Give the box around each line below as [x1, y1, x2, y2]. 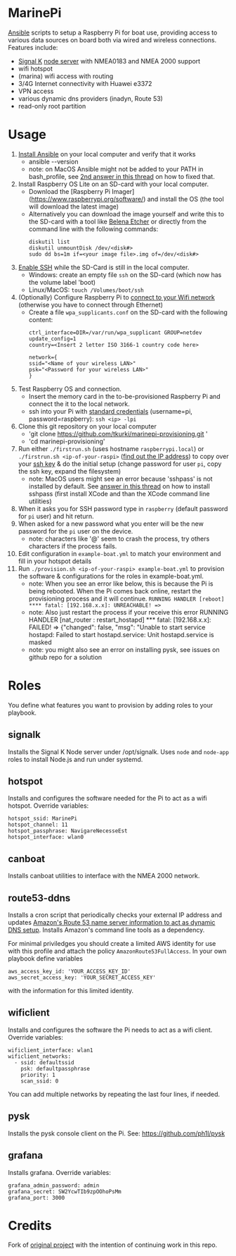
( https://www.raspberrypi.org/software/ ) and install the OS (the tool [28, 195, 224, 203]
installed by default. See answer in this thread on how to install [28, 481, 210, 491]
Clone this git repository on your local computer [18, 421, 157, 431]
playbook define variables [8, 954, 84, 963]
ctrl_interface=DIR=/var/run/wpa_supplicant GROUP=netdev [28, 329, 202, 336]
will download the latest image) [28, 202, 119, 211]
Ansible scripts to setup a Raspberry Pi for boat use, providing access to [8, 28, 218, 37]
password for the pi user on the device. [18, 527, 133, 535]
